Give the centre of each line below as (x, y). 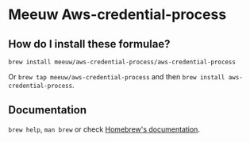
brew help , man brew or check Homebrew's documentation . (104, 129)
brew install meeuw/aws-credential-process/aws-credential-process (122, 62)
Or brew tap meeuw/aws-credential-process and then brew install (117, 77)
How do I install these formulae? (89, 44)
